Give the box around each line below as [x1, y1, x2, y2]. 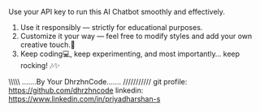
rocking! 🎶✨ [19, 61, 61, 70]
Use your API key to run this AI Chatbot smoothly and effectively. [8, 7, 226, 16]
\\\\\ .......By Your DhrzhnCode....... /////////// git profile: [8, 77, 188, 86]
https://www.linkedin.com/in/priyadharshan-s [8, 94, 161, 104]
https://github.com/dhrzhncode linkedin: [8, 85, 144, 95]
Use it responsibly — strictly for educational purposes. [19, 23, 203, 32]
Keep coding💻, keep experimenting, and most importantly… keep [19, 49, 240, 58]
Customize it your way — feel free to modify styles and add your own [19, 32, 253, 41]
